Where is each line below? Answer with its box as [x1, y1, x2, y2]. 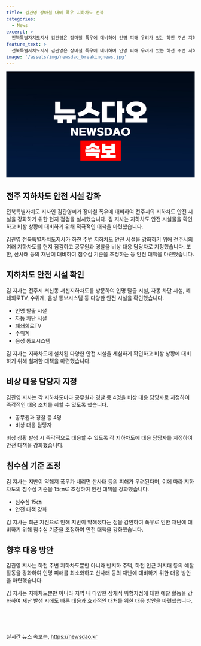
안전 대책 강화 [14, 505, 47, 512]
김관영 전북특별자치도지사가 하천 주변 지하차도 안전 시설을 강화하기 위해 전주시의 [6, 236, 193, 243]
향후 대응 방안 [6, 545, 54, 555]
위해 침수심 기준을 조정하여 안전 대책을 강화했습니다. [22, 526, 144, 533]
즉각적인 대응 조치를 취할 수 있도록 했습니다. [6, 401, 109, 408]
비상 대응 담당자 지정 [6, 376, 77, 387]
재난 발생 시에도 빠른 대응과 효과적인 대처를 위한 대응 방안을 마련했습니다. [22, 597, 193, 605]
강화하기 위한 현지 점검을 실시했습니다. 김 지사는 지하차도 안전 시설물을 [17, 216, 182, 223]
